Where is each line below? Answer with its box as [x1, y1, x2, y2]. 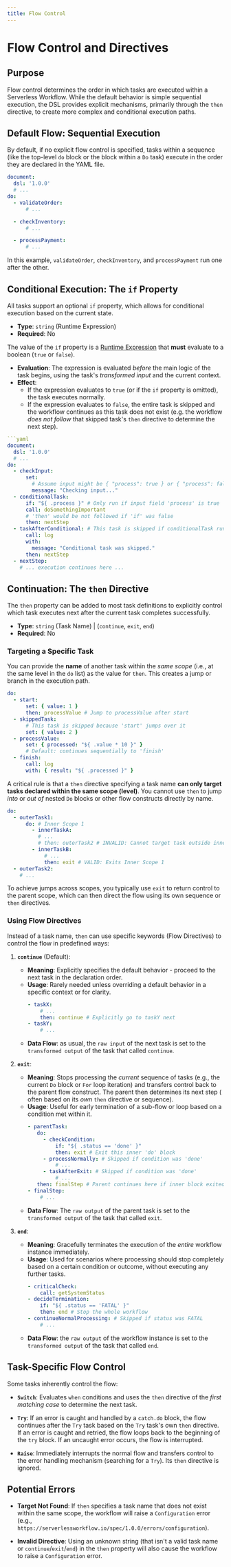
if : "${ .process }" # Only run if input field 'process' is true [25, 499, 220, 507]
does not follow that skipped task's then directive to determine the [27, 415, 215, 423]
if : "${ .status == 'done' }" [55, 1142, 142, 1149]
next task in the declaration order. [27, 973, 123, 981]
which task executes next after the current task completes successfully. [7, 608, 211, 617]
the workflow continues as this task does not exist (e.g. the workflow [27, 408, 223, 416]
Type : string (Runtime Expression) [16, 322, 117, 330]
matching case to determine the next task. [16, 1400, 137, 1408]
